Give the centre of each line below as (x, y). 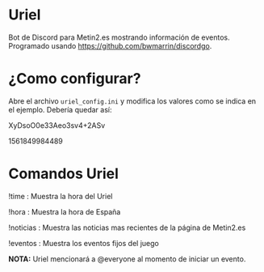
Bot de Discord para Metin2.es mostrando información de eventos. (119, 37)
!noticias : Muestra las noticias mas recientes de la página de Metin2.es (127, 227)
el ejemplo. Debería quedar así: (60, 109)
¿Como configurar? (75, 79)
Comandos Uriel (64, 174)
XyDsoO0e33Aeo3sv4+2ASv (57, 125)
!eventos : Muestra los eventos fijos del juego (84, 243)
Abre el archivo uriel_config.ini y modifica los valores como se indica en (132, 101)
